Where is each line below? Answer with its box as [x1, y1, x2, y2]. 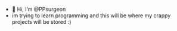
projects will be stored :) [11, 18, 72, 25]
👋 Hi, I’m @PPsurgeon [11, 6, 66, 13]
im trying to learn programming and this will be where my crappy [11, 12, 171, 19]
